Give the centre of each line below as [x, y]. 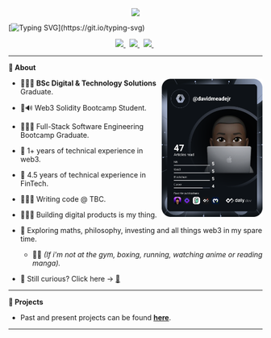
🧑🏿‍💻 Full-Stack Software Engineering [81, 127]
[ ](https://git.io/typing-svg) [77, 28]
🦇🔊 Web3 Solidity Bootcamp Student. [83, 108]
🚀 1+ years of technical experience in [81, 151]
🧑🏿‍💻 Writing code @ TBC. [63, 199]
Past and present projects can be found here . [96, 318]
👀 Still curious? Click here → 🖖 [70, 279]
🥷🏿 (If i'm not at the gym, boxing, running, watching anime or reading [147, 255]
